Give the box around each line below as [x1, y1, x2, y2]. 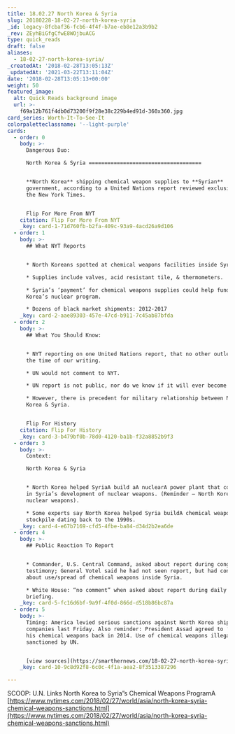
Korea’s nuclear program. [25, 293, 101, 300]
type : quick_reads [7, 36, 61, 43]
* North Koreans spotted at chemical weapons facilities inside [25, 261, 218, 268]
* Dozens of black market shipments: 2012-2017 [25, 306, 168, 313]
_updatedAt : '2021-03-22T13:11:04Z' [7, 69, 114, 76]
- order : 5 [13, 606, 45, 613]
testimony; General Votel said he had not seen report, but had [25, 567, 218, 574]
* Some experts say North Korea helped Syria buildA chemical [25, 509, 211, 516]
